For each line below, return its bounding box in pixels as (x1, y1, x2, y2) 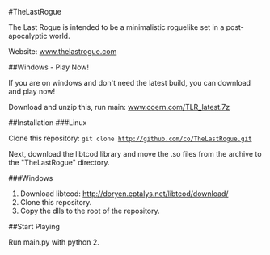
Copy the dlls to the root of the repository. (19, 206, 160, 215)
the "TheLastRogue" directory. (8, 157, 110, 167)
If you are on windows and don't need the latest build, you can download (8, 78, 251, 87)
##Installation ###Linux (8, 118, 87, 127)
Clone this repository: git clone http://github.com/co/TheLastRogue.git (8, 133, 252, 143)
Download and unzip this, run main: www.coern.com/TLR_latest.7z (8, 102, 230, 111)
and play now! (8, 86, 55, 96)
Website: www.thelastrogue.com (8, 47, 117, 56)
